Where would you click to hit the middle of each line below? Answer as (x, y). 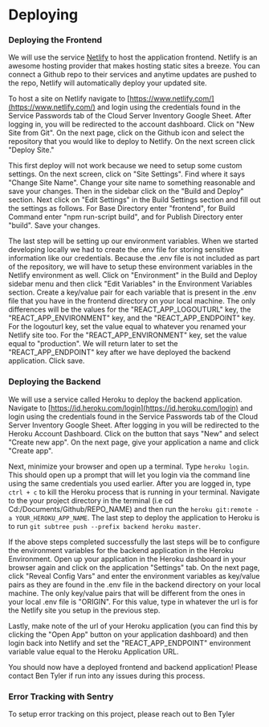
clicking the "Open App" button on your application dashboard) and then (128, 634)
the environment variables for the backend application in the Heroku (121, 550)
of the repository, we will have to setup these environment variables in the (130, 266)
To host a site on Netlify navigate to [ (69, 99)
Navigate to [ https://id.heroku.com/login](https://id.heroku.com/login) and (130, 407)
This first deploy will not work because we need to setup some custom (125, 166)
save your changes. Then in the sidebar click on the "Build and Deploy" (126, 192)
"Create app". (31, 450)
